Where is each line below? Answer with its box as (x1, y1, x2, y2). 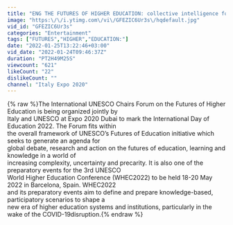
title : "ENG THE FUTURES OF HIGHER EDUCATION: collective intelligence (7, 10, 218, 17)
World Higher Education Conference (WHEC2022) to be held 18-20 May (7, 174, 213, 182)
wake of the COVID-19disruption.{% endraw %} (7, 210, 144, 219)
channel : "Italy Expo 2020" (7, 81, 89, 88)
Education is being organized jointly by (7, 107, 118, 116)
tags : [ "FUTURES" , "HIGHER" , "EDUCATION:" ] (7, 36, 129, 43)
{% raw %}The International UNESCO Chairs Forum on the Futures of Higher (7, 100, 226, 108)
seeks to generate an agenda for (7, 136, 101, 145)
